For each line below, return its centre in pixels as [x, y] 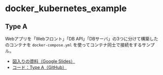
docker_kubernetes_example [66, 9]
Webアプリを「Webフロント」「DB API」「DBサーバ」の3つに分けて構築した [82, 39]
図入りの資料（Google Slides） [44, 61]
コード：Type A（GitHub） [39, 67]
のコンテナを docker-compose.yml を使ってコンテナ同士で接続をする [74, 45]
